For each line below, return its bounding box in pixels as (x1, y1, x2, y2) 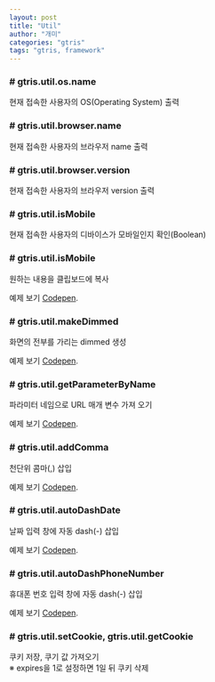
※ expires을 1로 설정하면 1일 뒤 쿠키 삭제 (9, 662, 149, 673)
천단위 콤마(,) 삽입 (9, 462, 73, 473)
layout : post (9, 12, 58, 22)
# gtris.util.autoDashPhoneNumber (9, 567, 164, 580)
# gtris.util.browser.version (9, 164, 131, 176)
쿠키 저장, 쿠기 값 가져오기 (9, 652, 100, 662)
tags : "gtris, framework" (9, 46, 105, 55)
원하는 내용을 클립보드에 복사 (9, 273, 109, 284)
